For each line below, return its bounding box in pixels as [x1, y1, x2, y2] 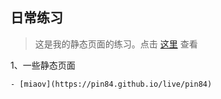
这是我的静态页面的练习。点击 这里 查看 [34, 38, 198, 50]
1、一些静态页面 [10, 59, 76, 71]
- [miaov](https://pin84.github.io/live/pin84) [10, 79, 213, 89]
